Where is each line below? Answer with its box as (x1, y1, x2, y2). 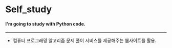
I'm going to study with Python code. (5, 20, 85, 27)
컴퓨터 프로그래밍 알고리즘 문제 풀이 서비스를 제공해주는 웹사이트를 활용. (12, 37, 157, 44)
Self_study (5, 4, 52, 15)
